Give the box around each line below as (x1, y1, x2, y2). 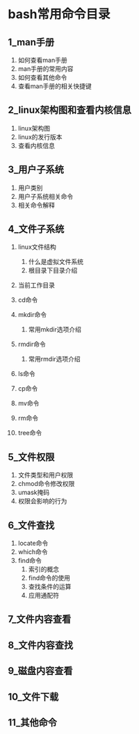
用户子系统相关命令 (17, 192, 74, 200)
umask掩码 (17, 488, 50, 497)
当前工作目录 (17, 281, 55, 289)
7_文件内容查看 (8, 613, 72, 626)
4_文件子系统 (8, 223, 65, 235)
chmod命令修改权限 (17, 480, 75, 488)
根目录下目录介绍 (28, 266, 78, 275)
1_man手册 (8, 36, 55, 48)
